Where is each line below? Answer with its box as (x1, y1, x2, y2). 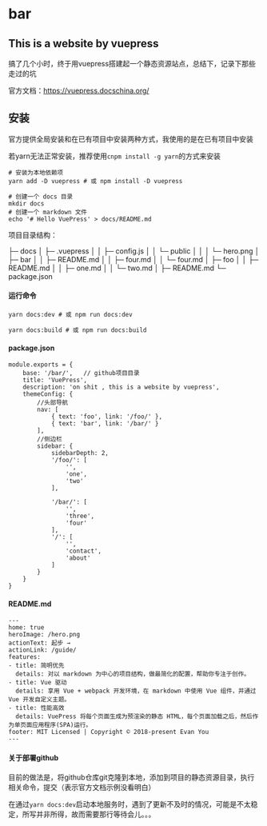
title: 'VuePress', (22, 377, 88, 385)
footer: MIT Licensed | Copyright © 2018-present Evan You (8, 728, 209, 736)
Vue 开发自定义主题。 (8, 696, 70, 704)
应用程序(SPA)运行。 (31, 721, 92, 729)
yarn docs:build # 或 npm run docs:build (8, 326, 147, 334)
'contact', (65, 547, 102, 556)
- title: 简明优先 (8, 661, 65, 670)
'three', (65, 513, 94, 521)
